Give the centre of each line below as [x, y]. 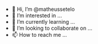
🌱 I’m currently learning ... [43, 22]
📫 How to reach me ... [39, 35]
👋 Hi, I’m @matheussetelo [43, 9]
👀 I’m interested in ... [37, 15]
